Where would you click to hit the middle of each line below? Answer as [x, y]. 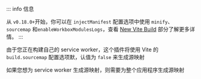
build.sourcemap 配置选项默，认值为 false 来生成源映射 [75, 57]
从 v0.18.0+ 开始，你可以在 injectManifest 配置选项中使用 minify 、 [90, 22]
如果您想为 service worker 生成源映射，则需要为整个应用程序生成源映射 [95, 70]
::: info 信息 [20, 9]
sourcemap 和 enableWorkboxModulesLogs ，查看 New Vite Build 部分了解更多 [98, 29]
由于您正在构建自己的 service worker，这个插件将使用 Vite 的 [82, 49]
